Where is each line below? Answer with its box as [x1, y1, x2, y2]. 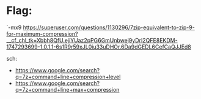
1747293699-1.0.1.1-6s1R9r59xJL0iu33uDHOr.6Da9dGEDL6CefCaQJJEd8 [6, 43, 191, 50]
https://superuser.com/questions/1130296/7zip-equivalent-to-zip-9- [23, 24, 196, 31]
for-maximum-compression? [6, 30, 78, 37]
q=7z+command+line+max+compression [15, 86, 120, 93]
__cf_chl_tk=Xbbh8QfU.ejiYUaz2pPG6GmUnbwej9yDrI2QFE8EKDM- [6, 36, 178, 44]
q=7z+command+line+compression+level [15, 73, 121, 80]
